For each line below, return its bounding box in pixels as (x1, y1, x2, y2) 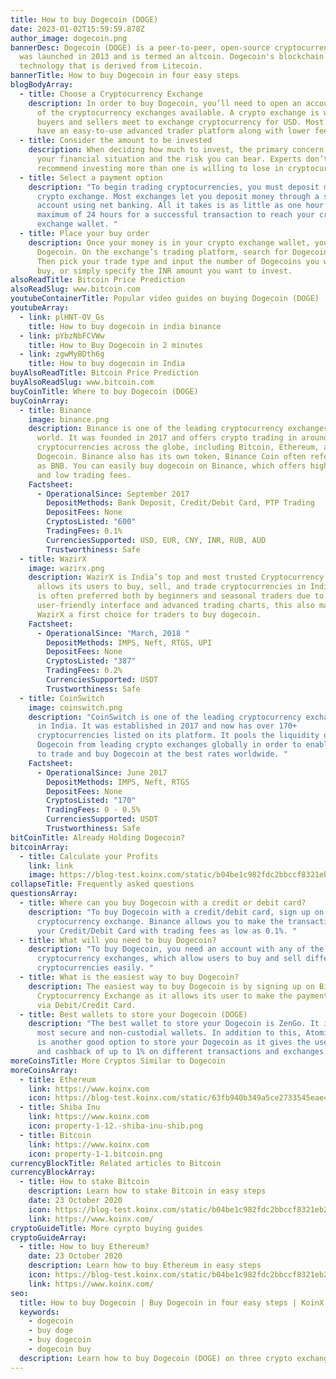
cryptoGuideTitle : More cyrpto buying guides (10, 1223, 203, 1233)
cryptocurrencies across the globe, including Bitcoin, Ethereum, (36, 442, 320, 453)
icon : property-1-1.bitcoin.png (28, 1149, 163, 1159)
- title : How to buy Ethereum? (19, 1242, 150, 1252)
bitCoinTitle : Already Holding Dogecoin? (10, 832, 186, 843)
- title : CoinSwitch (19, 693, 105, 703)
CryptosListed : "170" (46, 796, 137, 806)
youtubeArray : (10, 303, 70, 313)
